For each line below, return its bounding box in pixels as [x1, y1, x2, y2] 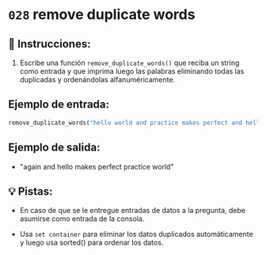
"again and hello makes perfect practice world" [19, 162, 174, 171]
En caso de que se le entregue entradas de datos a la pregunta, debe [19, 206, 245, 215]
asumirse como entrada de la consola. [19, 214, 145, 223]
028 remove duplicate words [8, 6, 196, 24]
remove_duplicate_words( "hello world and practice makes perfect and [8, 119, 243, 127]
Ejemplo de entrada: [8, 97, 109, 112]
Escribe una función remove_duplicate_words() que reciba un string [19, 58, 240, 67]
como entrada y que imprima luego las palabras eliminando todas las [19, 67, 245, 76]
